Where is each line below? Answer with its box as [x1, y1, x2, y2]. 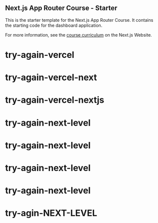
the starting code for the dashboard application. [5, 22, 103, 28]
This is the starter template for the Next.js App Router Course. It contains [5, 17, 154, 23]
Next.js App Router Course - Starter [5, 4, 118, 12]
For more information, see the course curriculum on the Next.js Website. [5, 32, 152, 38]
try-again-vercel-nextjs [5, 94, 105, 106]
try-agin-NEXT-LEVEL [5, 208, 97, 219]
